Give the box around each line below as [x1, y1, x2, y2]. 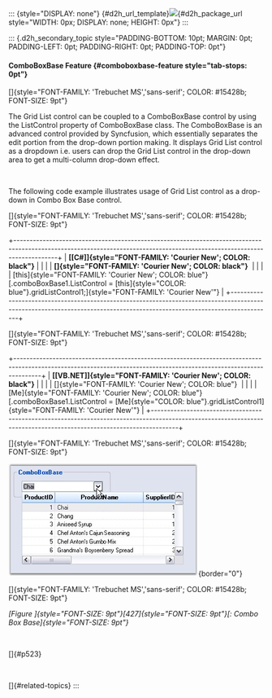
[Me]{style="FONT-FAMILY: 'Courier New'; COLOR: [8, 388, 180, 398]
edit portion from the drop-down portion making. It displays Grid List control [8, 138, 262, 147]
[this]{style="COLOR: [114, 279, 187, 288]
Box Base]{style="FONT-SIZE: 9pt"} [8, 617, 129, 627]
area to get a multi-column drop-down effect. [8, 155, 160, 165]
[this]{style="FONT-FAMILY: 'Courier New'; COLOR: [12, 270, 186, 280]
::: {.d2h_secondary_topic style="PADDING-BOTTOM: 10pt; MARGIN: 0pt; [8, 33, 253, 42]
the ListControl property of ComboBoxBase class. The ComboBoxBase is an [8, 121, 262, 130]
